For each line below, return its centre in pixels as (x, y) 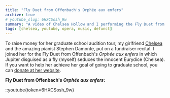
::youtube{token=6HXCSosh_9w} (40, 90)
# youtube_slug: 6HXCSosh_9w (36, 19)
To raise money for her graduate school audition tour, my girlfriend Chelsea (84, 43)
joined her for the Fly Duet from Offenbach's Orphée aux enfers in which (81, 54)
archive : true (20, 15)
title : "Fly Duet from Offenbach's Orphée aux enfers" (64, 10)
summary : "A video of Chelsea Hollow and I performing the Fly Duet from (85, 24)
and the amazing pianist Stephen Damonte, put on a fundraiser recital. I (80, 49)
